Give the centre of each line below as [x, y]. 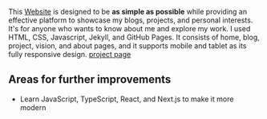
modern [33, 107]
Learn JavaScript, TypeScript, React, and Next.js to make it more [127, 99]
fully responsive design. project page [70, 54]
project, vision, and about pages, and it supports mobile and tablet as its [127, 46]
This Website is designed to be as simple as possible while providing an [127, 12]
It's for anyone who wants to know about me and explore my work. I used [129, 29]
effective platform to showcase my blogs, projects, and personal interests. [131, 20]
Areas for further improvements [90, 80]
